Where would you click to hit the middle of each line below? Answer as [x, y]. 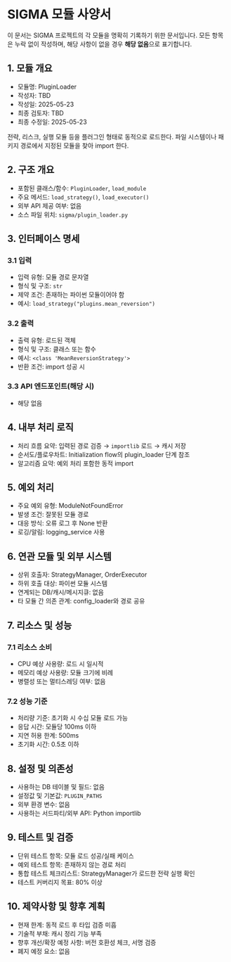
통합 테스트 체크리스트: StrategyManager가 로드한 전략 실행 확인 [106, 873]
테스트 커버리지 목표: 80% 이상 [60, 882]
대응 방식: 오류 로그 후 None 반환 [62, 523]
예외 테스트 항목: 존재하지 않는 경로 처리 [72, 864]
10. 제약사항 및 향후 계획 [56, 907]
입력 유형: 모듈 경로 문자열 [53, 277]
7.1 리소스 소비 [30, 647]
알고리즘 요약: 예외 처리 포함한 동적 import [75, 463]
